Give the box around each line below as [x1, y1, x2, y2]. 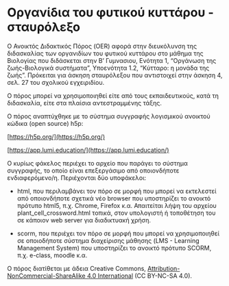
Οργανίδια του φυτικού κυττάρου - [7, 5, 214, 21]
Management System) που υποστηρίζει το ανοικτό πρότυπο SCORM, [16, 244, 212, 252]
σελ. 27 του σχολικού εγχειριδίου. [7, 78, 105, 86]
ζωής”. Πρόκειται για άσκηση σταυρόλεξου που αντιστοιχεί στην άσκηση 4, [7, 70, 223, 79]
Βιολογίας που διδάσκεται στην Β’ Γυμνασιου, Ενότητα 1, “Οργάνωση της [7, 56, 217, 64]
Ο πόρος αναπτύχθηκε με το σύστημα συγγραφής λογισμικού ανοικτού [7, 112, 210, 120]
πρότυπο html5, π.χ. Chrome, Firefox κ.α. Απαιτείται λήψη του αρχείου [16, 201, 217, 209]
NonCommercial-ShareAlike [7, 272, 86, 280]
